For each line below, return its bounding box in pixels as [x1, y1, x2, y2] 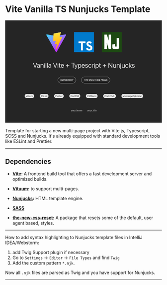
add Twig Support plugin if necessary [12, 249, 89, 255]
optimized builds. [12, 176, 48, 182]
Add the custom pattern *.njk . [12, 260, 75, 266]
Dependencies [5, 157, 51, 166]
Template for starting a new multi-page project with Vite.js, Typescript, [5, 127, 150, 133]
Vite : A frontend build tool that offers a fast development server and [12, 171, 152, 177]
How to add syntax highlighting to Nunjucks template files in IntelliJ [5, 234, 143, 240]
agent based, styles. [12, 220, 55, 226]
